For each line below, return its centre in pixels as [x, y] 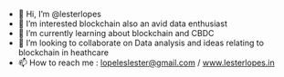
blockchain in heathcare [63, 53]
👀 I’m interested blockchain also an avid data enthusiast [123, 24]
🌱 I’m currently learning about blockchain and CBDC [116, 33]
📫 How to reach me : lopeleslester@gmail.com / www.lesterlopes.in [147, 63]
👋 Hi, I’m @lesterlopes [60, 14]
